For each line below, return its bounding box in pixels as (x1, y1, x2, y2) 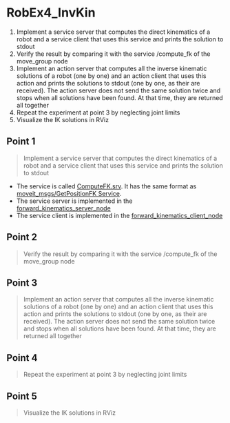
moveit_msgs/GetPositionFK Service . (16, 189, 122, 197)
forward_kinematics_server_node (16, 204, 111, 212)
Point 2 (6, 231, 37, 243)
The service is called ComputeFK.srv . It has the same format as (16, 181, 197, 190)
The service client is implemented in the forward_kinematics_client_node (16, 211, 223, 219)
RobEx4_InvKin (6, 5, 96, 21)
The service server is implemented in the (16, 197, 133, 205)
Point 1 (6, 136, 36, 148)
